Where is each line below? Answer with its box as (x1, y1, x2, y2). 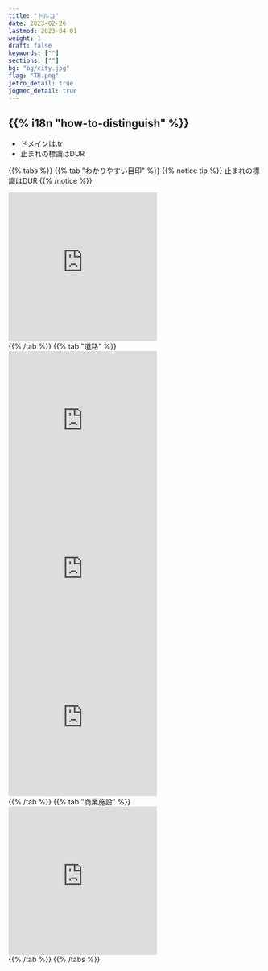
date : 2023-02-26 (8, 19, 67, 27)
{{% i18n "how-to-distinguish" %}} (8, 116, 189, 130)
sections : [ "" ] (8, 57, 60, 65)
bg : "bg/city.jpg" (8, 64, 70, 72)
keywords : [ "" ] (8, 49, 60, 57)
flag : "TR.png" (8, 72, 60, 80)
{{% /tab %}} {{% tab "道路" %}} (8, 341, 117, 351)
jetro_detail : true (8, 79, 74, 87)
